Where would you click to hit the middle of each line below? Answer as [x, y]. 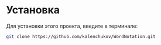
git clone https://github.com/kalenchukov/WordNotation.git [81, 36]
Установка [33, 10]
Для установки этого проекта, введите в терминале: [72, 26]
